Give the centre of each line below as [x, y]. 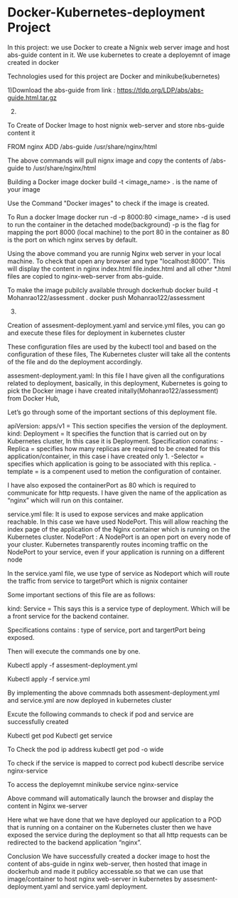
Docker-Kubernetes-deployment [106, 12]
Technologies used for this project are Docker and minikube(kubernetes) [114, 76]
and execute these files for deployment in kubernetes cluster [97, 333]
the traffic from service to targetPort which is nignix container [98, 581]
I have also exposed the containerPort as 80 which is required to [102, 485]
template [20, 471]
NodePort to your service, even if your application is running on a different [116, 552]
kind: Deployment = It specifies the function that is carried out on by [107, 433]
